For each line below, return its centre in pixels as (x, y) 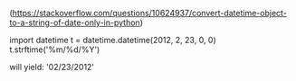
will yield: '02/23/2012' (52, 67)
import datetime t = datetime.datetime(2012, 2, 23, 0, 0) (113, 40)
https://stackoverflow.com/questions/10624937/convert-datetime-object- (150, 13)
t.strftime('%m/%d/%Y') (55, 49)
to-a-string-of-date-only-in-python (75, 22)
